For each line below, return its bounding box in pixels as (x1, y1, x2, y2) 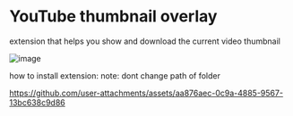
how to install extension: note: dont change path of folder (9, 70, 221, 81)
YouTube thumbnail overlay (9, 6, 218, 27)
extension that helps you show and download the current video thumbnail (9, 36, 280, 46)
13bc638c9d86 (9, 96, 65, 108)
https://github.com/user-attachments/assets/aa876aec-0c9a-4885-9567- (9, 87, 284, 98)
